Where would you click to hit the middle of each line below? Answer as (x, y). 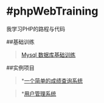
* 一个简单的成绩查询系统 (52, 80)
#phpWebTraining (52, 11)
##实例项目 (20, 68)
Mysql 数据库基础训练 (48, 55)
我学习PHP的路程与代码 (36, 29)
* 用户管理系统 (39, 93)
